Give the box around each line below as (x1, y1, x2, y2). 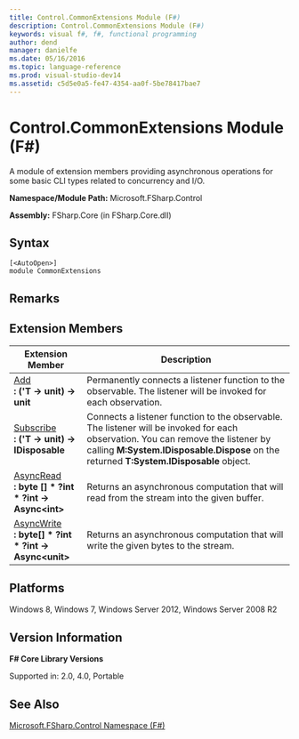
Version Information (9, 630, 123, 645)
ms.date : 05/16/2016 (9, 54, 86, 63)
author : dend (9, 37, 58, 47)
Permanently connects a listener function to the (86, 374, 286, 386)
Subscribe (13, 422, 57, 434)
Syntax (9, 235, 50, 250)
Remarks (9, 291, 61, 306)
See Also (9, 696, 60, 711)
